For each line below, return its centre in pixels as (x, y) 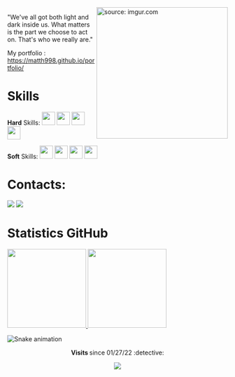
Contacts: (37, 185)
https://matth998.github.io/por (51, 60)
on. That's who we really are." (50, 39)
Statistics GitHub (58, 233)
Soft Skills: (23, 156)
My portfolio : (27, 53)
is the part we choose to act (48, 32)
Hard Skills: (24, 123)
